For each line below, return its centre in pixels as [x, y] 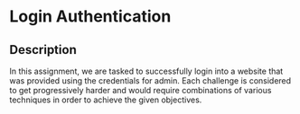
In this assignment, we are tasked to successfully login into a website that [146, 71]
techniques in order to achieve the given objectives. [106, 100]
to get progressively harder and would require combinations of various [141, 90]
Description [43, 50]
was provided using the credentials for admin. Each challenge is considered [150, 81]
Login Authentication [90, 17]
